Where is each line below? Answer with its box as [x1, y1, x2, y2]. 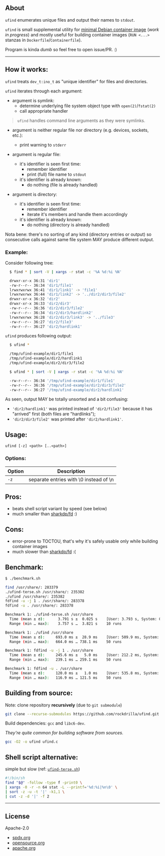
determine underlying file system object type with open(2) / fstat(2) [19, 103, 156, 109]
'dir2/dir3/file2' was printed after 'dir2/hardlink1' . [12, 416, 123, 422]
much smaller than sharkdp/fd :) [12, 511, 78, 517]
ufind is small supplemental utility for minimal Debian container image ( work [5, 27, 160, 32]
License [5, 812, 30, 821]
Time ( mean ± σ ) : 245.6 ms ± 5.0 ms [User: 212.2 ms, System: [9, 653, 160, 658]
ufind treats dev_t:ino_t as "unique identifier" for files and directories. [5, 78, 148, 84]
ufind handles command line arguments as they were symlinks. [17, 118, 146, 123]
